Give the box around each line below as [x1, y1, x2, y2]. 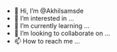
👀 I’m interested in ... [13, 14, 74, 22]
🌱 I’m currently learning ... [13, 22, 90, 30]
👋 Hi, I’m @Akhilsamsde [13, 7, 84, 15]
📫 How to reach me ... [13, 37, 80, 45]
